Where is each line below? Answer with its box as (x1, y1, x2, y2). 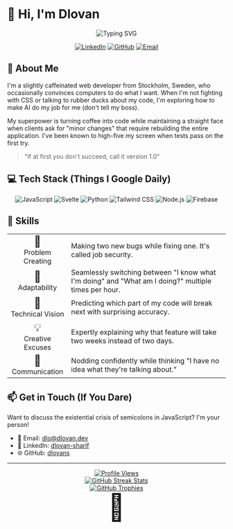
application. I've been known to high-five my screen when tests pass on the (7, 131, 224, 139)
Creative (24, 334, 52, 344)
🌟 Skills (7, 215, 40, 227)
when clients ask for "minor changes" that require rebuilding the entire (7, 124, 209, 132)
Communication (11, 367, 64, 376)
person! (7, 421, 30, 429)
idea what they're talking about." (71, 365, 177, 374)
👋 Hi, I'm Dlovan (7, 6, 100, 22)
